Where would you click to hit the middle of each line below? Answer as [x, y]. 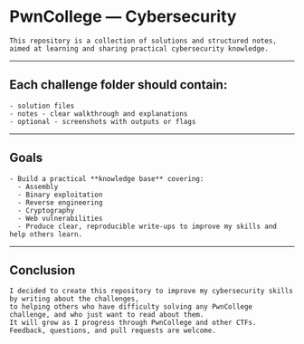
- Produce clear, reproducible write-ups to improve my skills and [147, 226]
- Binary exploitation [60, 195]
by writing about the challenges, [75, 299]
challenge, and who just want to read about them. [107, 315]
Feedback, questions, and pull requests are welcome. [113, 331]
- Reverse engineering [60, 202]
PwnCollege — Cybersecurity [123, 17]
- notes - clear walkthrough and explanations [99, 114]
